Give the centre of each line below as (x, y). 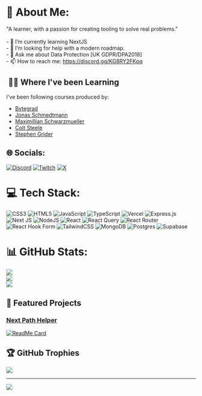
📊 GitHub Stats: (47, 251)
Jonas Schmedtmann (41, 115)
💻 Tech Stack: (43, 193)
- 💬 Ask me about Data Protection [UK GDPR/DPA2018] (74, 54)
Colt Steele (29, 127)
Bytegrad (26, 108)
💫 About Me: (38, 12)
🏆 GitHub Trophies (43, 353)
